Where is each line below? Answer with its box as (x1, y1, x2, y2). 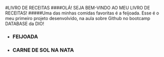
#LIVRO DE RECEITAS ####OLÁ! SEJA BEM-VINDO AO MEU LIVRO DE (5, 5, 151, 10)
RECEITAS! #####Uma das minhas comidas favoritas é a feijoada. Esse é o (5, 10, 160, 16)
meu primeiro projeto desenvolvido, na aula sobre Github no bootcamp (5, 15, 151, 21)
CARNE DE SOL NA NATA (12, 46, 74, 53)
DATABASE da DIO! (5, 20, 44, 26)
